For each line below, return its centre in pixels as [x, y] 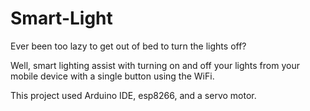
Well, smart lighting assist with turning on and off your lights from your [155, 65]
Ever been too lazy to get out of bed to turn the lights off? [128, 46]
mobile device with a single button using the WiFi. [112, 76]
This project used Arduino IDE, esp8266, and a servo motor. [133, 95]
